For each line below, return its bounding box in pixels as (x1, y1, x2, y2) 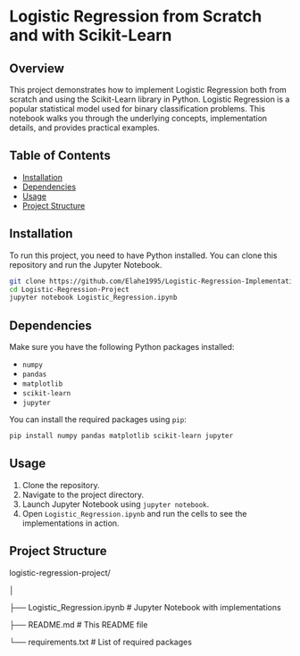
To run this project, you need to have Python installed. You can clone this (9, 250, 278, 261)
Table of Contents (9, 148, 112, 163)
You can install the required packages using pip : (9, 414, 187, 425)
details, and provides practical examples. (9, 122, 161, 133)
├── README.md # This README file (9, 619, 148, 630)
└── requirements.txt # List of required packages (9, 636, 192, 647)
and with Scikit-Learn (9, 25, 172, 46)
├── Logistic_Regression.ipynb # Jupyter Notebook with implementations (9, 602, 281, 612)
